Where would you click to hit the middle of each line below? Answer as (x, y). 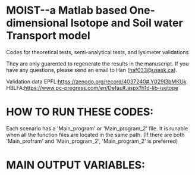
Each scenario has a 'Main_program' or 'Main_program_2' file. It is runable (97, 128)
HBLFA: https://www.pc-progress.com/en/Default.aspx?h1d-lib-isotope (92, 87)
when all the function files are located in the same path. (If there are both (95, 135)
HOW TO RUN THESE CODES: (80, 112)
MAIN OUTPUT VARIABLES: (76, 165)
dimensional (37, 23)
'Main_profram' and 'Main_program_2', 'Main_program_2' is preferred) (92, 141)
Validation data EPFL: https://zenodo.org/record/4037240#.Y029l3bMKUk (96, 82)
